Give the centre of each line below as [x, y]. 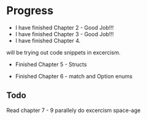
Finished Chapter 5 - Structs [51, 64]
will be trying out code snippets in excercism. [63, 52]
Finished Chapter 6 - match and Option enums [74, 76]
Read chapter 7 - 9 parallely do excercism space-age [73, 110]
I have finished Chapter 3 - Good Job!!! [65, 34]
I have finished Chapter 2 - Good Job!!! [65, 28]
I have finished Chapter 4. [48, 40]
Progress [30, 11]
